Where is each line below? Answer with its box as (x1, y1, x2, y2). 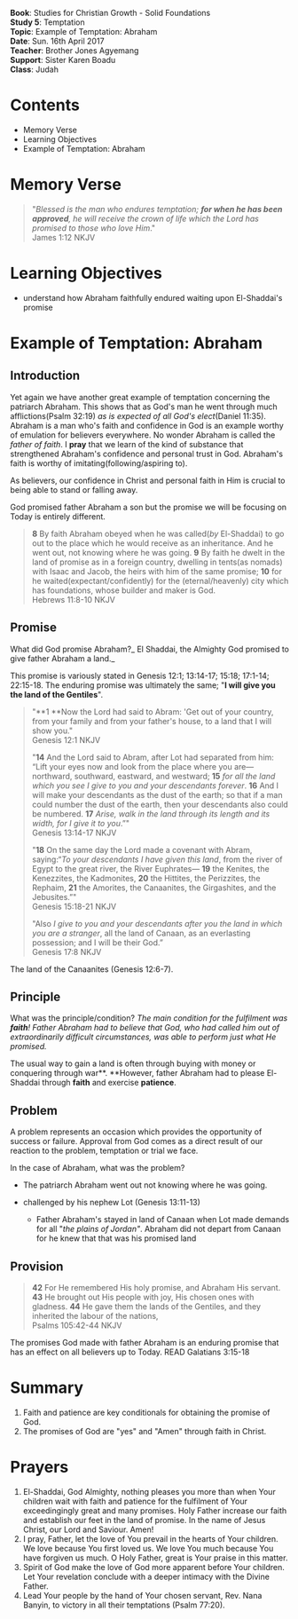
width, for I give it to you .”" (31, 817, 129, 828)
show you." (31, 725, 74, 736)
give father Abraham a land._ (10, 652, 115, 664)
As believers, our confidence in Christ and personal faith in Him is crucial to (10, 475, 286, 486)
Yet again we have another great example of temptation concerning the (10, 391, 271, 402)
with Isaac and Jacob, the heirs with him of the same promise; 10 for (31, 565, 282, 576)
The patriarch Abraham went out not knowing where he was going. (22, 1180, 268, 1190)
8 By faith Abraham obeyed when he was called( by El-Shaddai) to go (31, 528, 285, 539)
